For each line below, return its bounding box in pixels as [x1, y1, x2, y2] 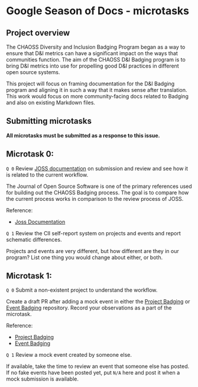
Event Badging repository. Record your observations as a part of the [6, 304, 172, 312]
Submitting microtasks [6, 116, 92, 126]
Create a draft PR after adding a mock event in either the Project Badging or [6, 298, 190, 305]
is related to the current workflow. [6, 171, 89, 178]
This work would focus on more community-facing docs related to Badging [6, 93, 189, 100]
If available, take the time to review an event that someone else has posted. [6, 363, 190, 370]
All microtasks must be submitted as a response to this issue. [6, 132, 161, 139]
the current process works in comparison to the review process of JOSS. [6, 195, 184, 202]
